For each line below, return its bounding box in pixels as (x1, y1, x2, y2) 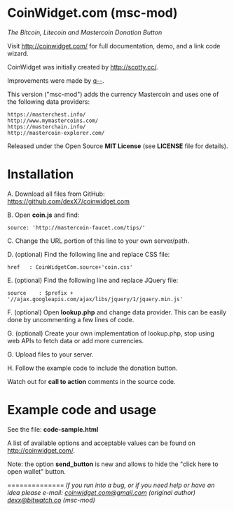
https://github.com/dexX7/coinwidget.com (7, 197, 130, 205)
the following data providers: (7, 97, 90, 106)
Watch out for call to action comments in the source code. (7, 377, 177, 385)
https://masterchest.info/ (7, 111, 86, 118)
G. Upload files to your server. (7, 350, 94, 359)
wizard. (7, 49, 29, 58)
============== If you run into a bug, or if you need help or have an (7, 481, 215, 489)
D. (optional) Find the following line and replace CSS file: (7, 250, 170, 258)
